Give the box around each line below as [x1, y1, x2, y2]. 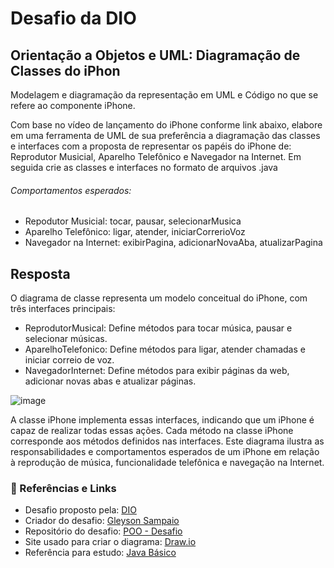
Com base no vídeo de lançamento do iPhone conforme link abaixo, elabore [10, 119, 323, 131]
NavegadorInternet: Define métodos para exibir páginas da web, [24, 365, 290, 377]
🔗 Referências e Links [10, 481, 117, 495]
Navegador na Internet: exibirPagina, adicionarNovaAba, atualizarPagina [24, 237, 323, 249]
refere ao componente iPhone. [10, 100, 136, 111]
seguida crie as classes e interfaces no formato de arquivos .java [10, 162, 278, 173]
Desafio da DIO [10, 7, 137, 30]
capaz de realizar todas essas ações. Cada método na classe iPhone [10, 425, 294, 437]
